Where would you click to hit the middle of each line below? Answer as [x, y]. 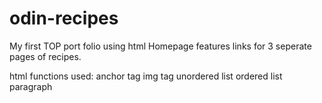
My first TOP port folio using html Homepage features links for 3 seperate [160, 46]
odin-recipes [64, 18]
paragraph [31, 86]
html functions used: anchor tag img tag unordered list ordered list [146, 76]
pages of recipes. [45, 56]
